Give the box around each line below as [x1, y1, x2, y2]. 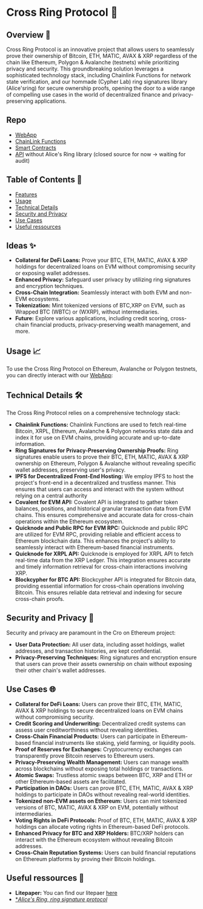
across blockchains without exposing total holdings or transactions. [15, 765, 184, 772]
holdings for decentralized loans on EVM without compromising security [15, 263, 196, 270]
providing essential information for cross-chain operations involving [15, 583, 185, 590]
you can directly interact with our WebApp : [6, 372, 113, 379]
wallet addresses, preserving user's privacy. [15, 466, 126, 473]
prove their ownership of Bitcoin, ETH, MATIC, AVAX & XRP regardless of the [6, 52, 198, 60]
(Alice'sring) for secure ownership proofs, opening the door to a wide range [6, 84, 195, 92]
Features [15, 191, 38, 198]
